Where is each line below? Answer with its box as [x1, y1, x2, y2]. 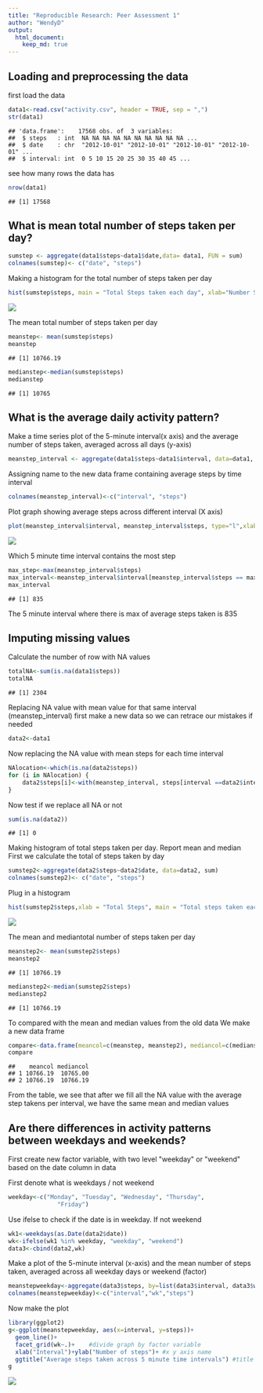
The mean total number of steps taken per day [8, 318, 158, 326]
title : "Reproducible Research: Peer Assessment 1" [8, 11, 180, 20]
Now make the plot [8, 1304, 69, 1313]
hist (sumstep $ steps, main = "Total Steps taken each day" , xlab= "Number [8, 289, 250, 297]
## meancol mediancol [8, 1063, 89, 1071]
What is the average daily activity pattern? [8, 410, 220, 424]
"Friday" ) [57, 1200, 89, 1209]
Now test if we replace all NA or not [8, 800, 123, 809]
